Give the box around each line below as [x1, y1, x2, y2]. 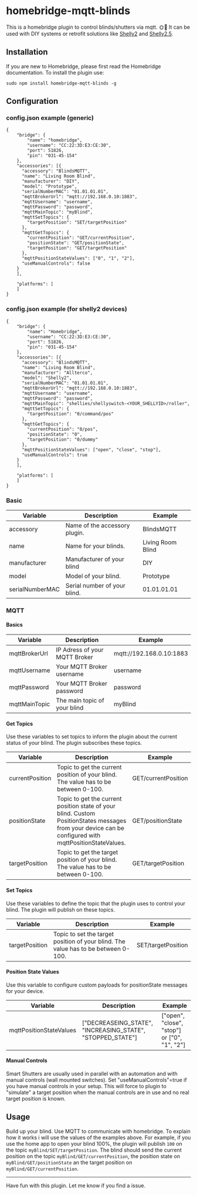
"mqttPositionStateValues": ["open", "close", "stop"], [21, 447, 161, 453]
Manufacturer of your [65, 555, 125, 563]
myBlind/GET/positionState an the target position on [6, 1159, 133, 1166]
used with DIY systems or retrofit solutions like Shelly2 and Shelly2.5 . [6, 30, 174, 37]
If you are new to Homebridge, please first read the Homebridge [6, 63, 161, 70]
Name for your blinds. [65, 542, 125, 550]
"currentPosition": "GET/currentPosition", [27, 235, 135, 241]
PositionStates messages [56, 817, 127, 825]
